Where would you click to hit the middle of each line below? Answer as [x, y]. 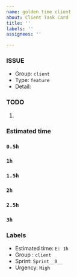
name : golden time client [38, 12]
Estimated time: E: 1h [42, 249]
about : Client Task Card [37, 18]
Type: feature [32, 80]
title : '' [19, 23]
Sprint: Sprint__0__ [39, 261]
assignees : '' [24, 34]
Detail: [23, 87]
